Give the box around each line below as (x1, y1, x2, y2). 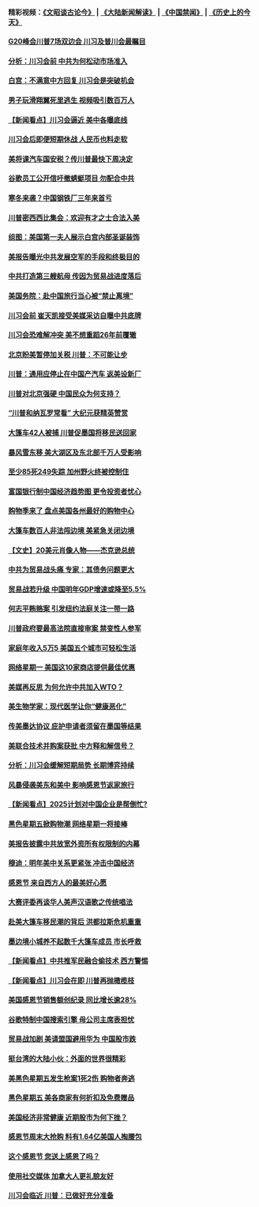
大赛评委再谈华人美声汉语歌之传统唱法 (8, 897, 133, 907)
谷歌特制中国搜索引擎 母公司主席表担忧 (8, 1014, 135, 1024)
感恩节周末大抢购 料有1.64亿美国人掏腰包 (8, 1132, 142, 1141)
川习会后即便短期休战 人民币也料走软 (8, 134, 128, 144)
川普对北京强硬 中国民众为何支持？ (8, 388, 121, 398)
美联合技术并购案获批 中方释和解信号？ (8, 741, 135, 750)
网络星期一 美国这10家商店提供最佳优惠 (8, 662, 136, 672)
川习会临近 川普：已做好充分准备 (8, 1190, 114, 1201)
